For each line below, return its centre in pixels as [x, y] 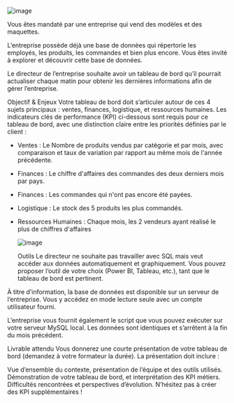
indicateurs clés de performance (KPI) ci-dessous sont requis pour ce [108, 117]
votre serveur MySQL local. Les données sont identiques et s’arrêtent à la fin [117, 328]
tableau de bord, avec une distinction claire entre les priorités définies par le [117, 124]
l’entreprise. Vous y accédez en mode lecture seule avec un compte [105, 299]
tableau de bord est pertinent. [60, 278]
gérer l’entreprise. [33, 88]
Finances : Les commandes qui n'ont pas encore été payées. [105, 195]
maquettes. [23, 32]
